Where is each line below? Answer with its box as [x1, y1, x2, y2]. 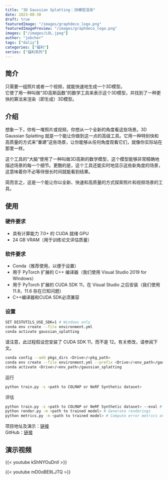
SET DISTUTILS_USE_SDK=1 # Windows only [5, 320, 91, 325]
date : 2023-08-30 [5, 12, 41, 17]
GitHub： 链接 [5, 429, 33, 435]
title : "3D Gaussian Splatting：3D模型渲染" [5, 7, 96, 13]
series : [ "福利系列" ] [5, 49, 47, 54]
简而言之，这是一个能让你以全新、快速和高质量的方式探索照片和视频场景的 [5, 179, 158, 185]
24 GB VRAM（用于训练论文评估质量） [12, 237, 92, 243]
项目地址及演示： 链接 [5, 423, 49, 429]
